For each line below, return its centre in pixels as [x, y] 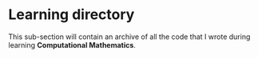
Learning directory [71, 15]
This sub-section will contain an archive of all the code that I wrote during [129, 37]
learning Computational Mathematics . [72, 44]
